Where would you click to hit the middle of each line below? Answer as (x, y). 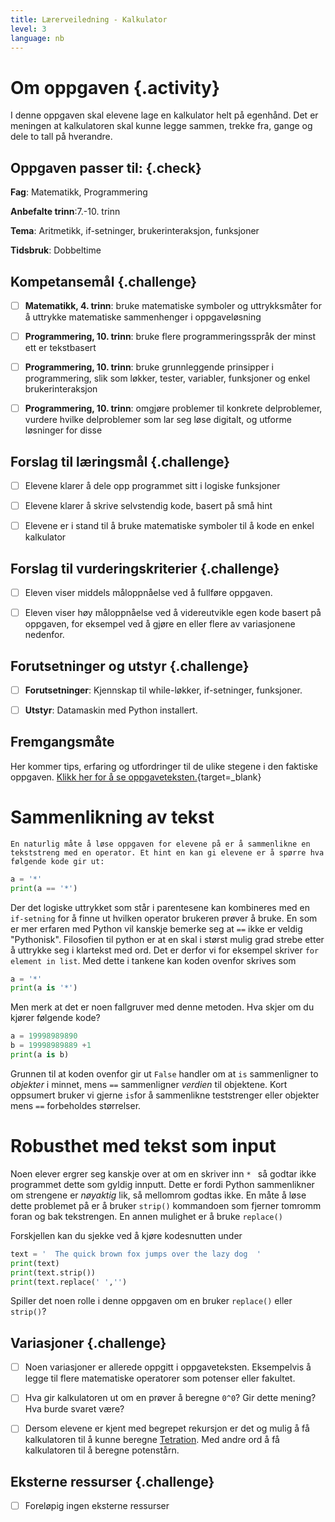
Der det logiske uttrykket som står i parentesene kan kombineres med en (160, 907)
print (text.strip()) (53, 1272)
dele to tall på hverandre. (61, 137)
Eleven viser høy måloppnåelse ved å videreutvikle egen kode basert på (173, 613)
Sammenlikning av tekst (112, 817)
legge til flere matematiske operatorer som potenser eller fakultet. (160, 1378)
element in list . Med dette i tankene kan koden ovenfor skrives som (153, 960)
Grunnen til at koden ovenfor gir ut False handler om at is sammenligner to (164, 1073)
